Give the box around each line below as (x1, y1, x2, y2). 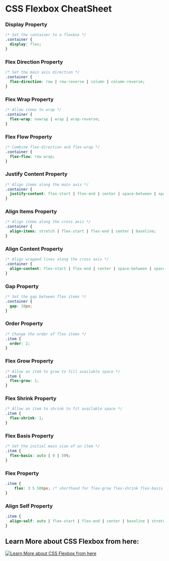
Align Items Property (5, 208, 57, 215)
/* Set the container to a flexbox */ (5, 32, 87, 38)
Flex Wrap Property (5, 96, 54, 103)
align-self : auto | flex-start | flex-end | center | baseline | (10, 518, 150, 524)
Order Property (5, 320, 43, 327)
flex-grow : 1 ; (10, 378, 39, 383)
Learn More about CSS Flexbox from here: (5, 537, 139, 545)
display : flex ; (10, 42, 42, 47)
